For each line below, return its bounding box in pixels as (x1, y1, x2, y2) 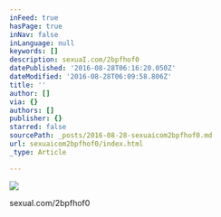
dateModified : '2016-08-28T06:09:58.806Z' (9, 72, 172, 81)
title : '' (9, 80, 47, 90)
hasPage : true (9, 22, 63, 31)
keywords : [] (9, 47, 59, 56)
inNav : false (9, 30, 59, 39)
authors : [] (9, 106, 54, 115)
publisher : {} (9, 114, 63, 123)
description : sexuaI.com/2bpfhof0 (9, 55, 140, 64)
